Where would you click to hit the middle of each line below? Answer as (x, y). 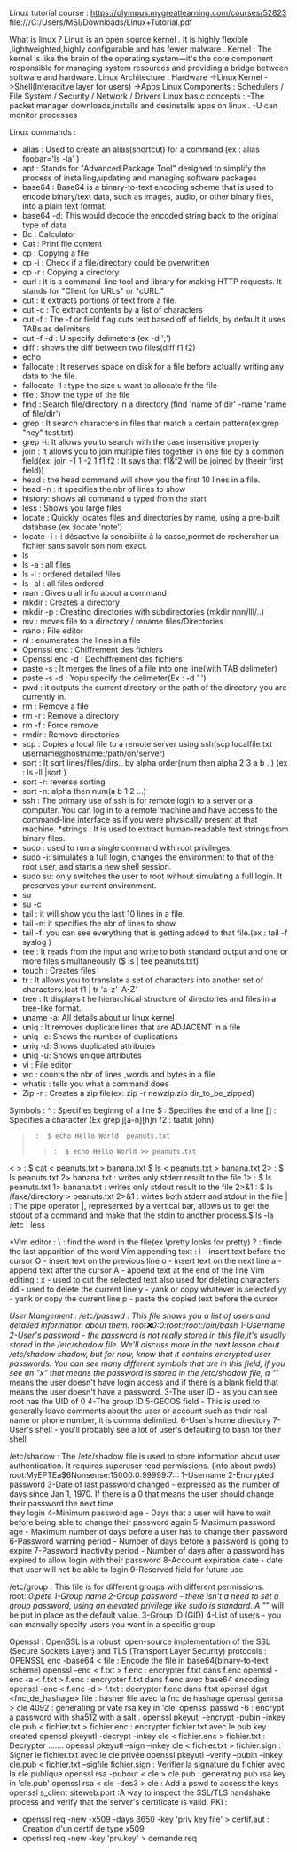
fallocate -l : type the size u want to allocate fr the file (119, 385)
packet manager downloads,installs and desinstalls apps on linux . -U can (144, 105)
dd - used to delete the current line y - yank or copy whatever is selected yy (148, 1289)
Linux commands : (43, 132)
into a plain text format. (64, 206)
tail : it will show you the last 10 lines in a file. (103, 914)
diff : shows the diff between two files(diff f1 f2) (109, 347)
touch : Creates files (59, 970)
